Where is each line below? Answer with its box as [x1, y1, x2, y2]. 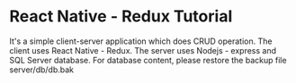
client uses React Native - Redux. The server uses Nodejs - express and [9, 45, 277, 55]
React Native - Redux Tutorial [9, 6, 233, 27]
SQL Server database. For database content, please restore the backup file [9, 54, 287, 65]
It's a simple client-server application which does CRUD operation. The [9, 36, 273, 46]
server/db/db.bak [9, 64, 75, 75]
